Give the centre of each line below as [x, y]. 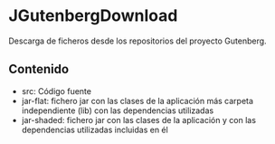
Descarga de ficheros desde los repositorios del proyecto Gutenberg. [138, 41]
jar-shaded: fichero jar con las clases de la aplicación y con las [139, 120]
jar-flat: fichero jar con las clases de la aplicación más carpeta [137, 101]
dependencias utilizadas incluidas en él [95, 130]
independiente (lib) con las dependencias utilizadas [118, 110]
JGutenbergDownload [93, 16]
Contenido [39, 69]
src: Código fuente [57, 91]
